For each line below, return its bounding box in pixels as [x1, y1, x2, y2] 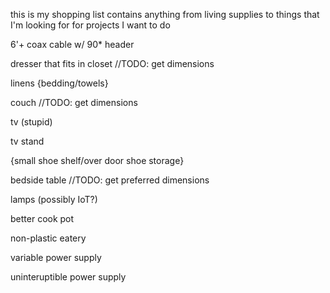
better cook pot [10, 213, 75, 224]
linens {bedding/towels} [10, 77, 109, 89]
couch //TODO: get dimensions [10, 97, 138, 108]
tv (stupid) [10, 116, 53, 128]
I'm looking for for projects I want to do [10, 19, 171, 31]
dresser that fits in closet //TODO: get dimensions [10, 58, 215, 69]
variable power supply [10, 252, 102, 263]
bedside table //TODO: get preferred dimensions [10, 174, 210, 186]
